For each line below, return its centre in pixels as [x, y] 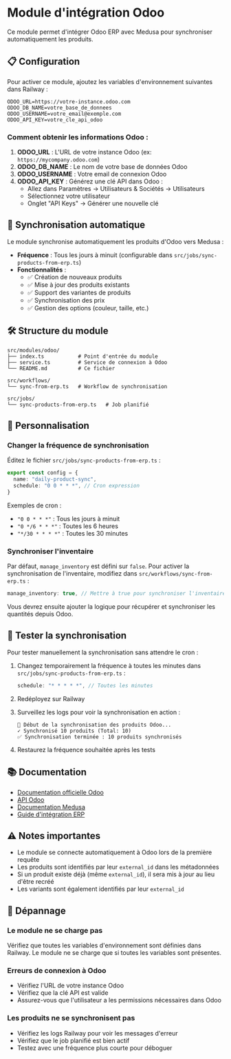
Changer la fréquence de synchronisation [78, 445]
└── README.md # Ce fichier [61, 368]
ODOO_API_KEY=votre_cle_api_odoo [55, 120]
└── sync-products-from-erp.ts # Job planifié [78, 405]
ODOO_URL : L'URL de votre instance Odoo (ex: [85, 152]
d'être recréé [35, 882]
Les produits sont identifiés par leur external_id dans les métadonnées [118, 867]
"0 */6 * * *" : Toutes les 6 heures [68, 526]
